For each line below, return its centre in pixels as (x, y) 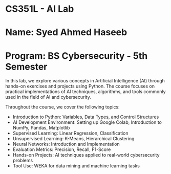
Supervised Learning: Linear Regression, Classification (71, 133)
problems (23, 160)
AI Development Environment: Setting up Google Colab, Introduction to (87, 122)
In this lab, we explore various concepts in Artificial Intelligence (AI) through (85, 81)
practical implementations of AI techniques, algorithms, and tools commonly (85, 92)
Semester (26, 67)
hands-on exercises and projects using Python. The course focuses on (80, 86)
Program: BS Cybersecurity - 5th (77, 56)
